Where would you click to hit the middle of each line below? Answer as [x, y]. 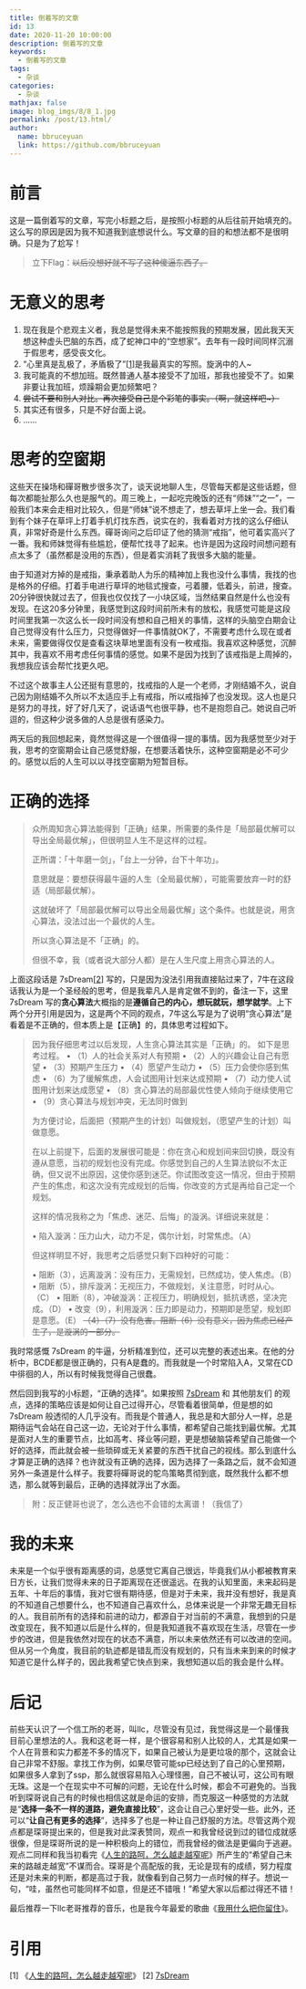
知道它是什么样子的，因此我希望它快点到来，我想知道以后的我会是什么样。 [149, 1662]
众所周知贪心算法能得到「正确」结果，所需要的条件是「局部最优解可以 [163, 828]
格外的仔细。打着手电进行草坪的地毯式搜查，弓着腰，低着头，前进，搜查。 [157, 586]
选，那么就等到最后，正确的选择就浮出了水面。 [97, 1484]
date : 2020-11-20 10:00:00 [61, 35]
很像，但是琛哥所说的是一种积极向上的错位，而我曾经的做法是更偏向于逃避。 [153, 1843]
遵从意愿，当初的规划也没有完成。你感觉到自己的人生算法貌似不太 [155, 1162]
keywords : [28, 52]
